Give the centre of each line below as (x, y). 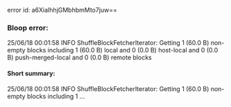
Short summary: (31, 73)
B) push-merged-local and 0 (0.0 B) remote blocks (79, 57)
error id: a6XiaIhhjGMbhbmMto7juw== (62, 10)
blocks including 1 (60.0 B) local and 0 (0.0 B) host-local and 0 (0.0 (122, 50)
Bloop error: (28, 28)
